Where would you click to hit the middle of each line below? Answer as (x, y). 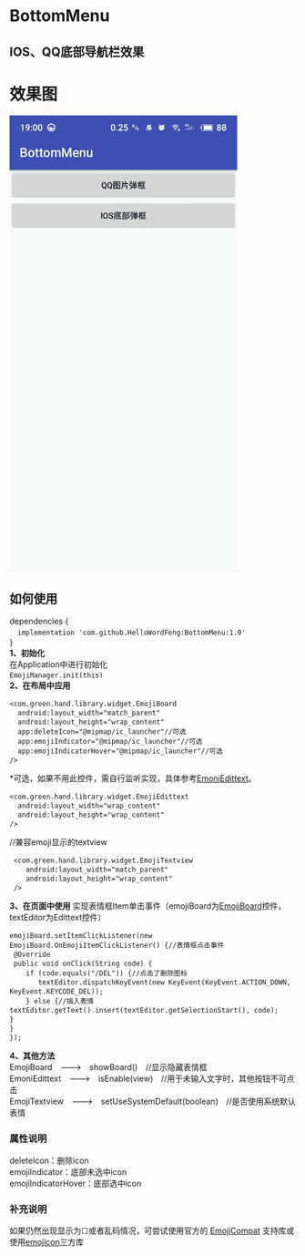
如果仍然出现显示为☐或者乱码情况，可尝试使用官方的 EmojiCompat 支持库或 (152, 1230)
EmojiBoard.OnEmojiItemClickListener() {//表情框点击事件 (117, 946)
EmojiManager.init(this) (56, 675)
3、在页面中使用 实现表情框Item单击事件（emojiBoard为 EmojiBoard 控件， (148, 906)
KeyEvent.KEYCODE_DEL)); (56, 992)
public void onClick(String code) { (83, 964)
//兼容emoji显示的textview (58, 842)
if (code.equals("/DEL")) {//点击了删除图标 (107, 973)
